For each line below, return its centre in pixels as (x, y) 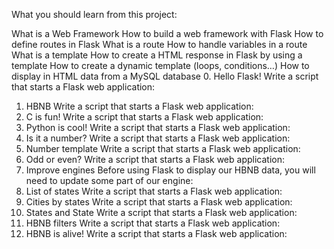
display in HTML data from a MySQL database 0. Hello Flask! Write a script (165, 76)
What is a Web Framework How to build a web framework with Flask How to (167, 33)
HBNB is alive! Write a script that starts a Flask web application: (156, 233)
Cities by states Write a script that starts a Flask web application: (159, 202)
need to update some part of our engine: (109, 180)
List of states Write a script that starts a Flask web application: (154, 191)
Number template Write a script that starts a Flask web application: (163, 148)
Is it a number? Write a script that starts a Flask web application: (158, 138)
